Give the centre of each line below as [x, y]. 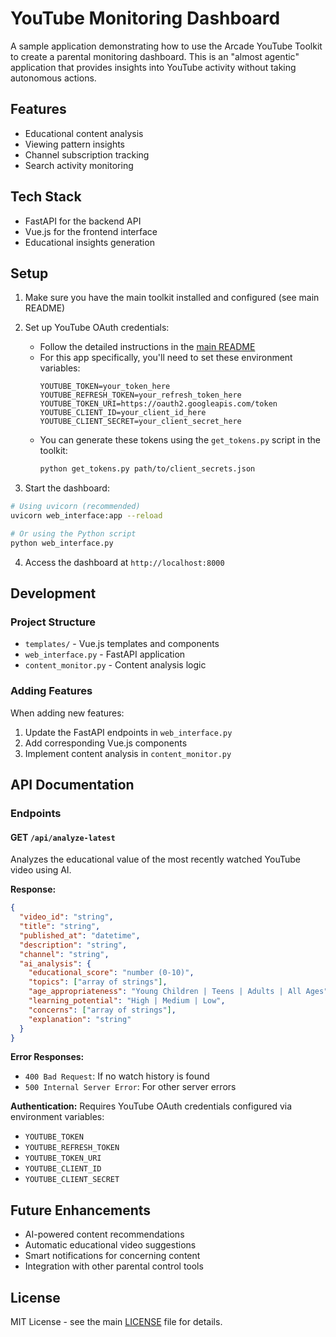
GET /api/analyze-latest [63, 837]
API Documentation [72, 785]
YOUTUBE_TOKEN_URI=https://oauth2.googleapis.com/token [158, 404]
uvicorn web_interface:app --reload [86, 516]
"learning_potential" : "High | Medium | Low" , [127, 1001]
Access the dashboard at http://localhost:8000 [124, 562]
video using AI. [41, 870]
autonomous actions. [53, 78]
